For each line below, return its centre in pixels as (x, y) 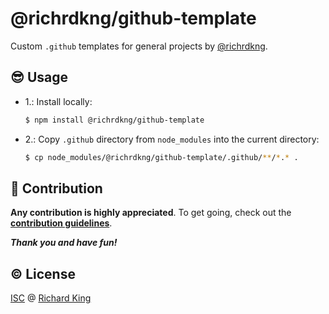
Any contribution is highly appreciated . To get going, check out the (151, 213)
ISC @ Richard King (51, 298)
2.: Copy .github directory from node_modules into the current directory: (172, 139)
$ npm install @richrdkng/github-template (114, 120)
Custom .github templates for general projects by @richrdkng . (139, 46)
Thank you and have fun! (64, 243)
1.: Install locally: (58, 101)
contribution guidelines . (61, 223)
